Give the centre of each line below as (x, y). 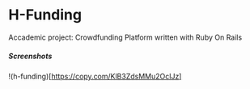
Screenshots (30, 56)
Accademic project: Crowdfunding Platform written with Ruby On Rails (125, 37)
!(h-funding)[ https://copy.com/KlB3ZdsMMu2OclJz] (95, 76)
